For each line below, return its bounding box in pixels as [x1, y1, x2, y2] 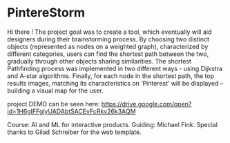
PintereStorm [7, 5, 85, 21]
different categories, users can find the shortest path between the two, [7, 50, 209, 58]
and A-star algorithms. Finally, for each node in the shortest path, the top [7, 71, 215, 80]
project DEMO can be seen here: [7, 99, 100, 108]
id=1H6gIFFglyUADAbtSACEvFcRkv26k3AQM [7, 107, 136, 115]
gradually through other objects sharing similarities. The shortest [7, 57, 192, 65]
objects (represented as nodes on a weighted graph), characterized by [7, 42, 209, 50]
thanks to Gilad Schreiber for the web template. [7, 128, 142, 136]
